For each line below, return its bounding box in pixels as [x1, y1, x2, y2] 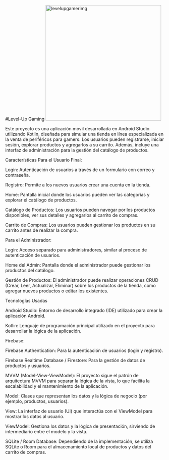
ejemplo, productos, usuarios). [5, 398, 69, 404]
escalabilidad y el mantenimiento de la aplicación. [5, 383, 108, 389]
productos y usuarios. [5, 363, 51, 369]
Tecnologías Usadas [5, 298, 48, 303]
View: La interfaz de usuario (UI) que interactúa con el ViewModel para [5, 408, 153, 414]
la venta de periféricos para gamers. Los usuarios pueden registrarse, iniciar [5, 136, 164, 142]
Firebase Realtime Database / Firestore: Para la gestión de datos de [5, 357, 145, 363]
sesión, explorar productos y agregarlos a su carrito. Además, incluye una [5, 142, 159, 147]
